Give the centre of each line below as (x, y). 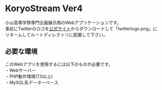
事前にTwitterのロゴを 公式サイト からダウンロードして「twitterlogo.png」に (81, 28)
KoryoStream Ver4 (44, 9)
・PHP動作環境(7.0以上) (29, 76)
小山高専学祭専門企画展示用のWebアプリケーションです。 (63, 22)
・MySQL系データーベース (32, 82)
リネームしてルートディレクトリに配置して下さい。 (56, 35)
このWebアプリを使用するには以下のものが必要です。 (59, 64)
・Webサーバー (20, 70)
